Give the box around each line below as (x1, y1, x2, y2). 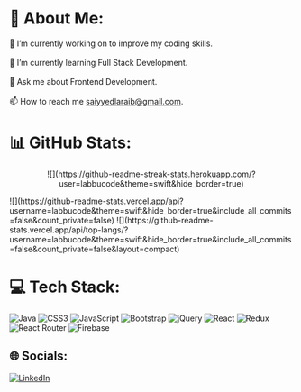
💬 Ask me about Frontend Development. (9, 76, 158, 87)
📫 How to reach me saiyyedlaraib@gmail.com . (9, 96, 184, 106)
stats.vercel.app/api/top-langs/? (9, 224, 129, 235)
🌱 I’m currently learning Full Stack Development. (9, 57, 188, 68)
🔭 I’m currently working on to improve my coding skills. (9, 38, 214, 49)
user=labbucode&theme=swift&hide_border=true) (58, 178, 245, 188)
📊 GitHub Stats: (9, 132, 132, 153)
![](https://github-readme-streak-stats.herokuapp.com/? (47, 169, 256, 179)
